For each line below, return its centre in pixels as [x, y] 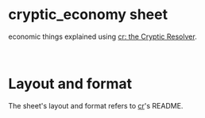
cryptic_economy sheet [88, 15]
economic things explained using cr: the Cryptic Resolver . [102, 36]
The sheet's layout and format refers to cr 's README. [96, 105]
